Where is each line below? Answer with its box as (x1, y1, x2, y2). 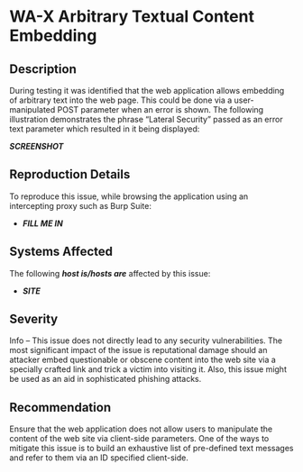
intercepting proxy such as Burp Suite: (9, 200, 151, 211)
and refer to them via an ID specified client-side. (9, 452, 189, 463)
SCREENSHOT (9, 141, 64, 151)
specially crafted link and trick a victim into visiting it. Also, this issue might (9, 364, 287, 375)
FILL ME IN (22, 218, 63, 229)
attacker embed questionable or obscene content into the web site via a (9, 354, 277, 366)
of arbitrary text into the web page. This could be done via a (9, 95, 233, 105)
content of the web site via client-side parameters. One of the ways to (9, 433, 270, 444)
